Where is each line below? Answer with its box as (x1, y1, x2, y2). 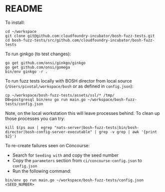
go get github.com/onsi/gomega (5, 65, 70, 70)
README (5, 3, 43, 14)
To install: (5, 19, 25, 25)
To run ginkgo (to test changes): (5, 51, 71, 57)
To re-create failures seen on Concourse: (5, 142, 90, 148)
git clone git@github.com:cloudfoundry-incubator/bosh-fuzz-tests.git (5, 33, 155, 38)
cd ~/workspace (5, 29, 37, 34)
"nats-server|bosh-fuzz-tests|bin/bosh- (54, 125, 140, 130)
